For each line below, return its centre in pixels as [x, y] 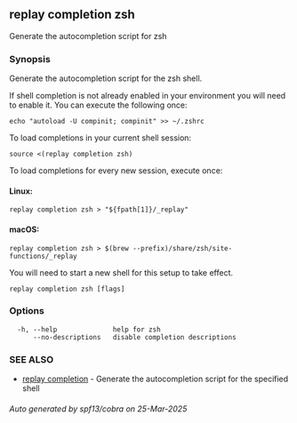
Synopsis [30, 59]
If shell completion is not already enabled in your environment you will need [148, 96]
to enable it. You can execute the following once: [99, 105]
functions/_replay [43, 256]
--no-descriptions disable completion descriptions [135, 337]
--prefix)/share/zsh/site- [182, 248]
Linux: [21, 191]
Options [27, 311]
